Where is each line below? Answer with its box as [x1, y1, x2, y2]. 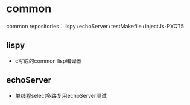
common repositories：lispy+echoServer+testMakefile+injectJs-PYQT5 [6, 22, 185, 30]
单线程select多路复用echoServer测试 [14, 92, 107, 99]
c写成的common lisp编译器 [14, 57, 83, 65]
